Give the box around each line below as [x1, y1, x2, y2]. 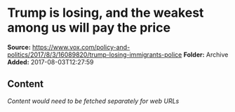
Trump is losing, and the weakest [7, 5, 204, 21]
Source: [7, 43, 32, 51]
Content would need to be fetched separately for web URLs [7, 97, 180, 105]
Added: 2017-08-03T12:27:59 [7, 57, 94, 66]
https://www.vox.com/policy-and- [32, 43, 130, 51]
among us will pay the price [7, 20, 170, 36]
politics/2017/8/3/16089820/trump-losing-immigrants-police [7, 50, 182, 59]
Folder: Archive [183, 50, 229, 59]
